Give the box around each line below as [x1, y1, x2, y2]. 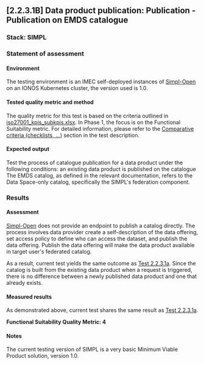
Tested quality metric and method [6, 99, 94, 106]
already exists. [6, 279, 43, 286]
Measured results [6, 293, 52, 301]
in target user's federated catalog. [6, 248, 92, 255]
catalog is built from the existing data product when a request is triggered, [6, 266, 193, 273]
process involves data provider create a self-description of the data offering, [6, 228, 199, 235]
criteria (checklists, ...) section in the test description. [6, 131, 140, 139]
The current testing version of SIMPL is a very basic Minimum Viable [6, 346, 178, 353]
